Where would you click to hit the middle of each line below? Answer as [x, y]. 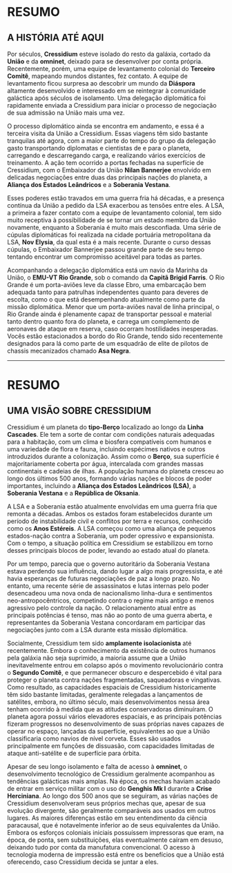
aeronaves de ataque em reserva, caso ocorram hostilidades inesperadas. [113, 329]
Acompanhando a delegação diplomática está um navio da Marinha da [108, 270]
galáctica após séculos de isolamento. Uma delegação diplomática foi [106, 98]
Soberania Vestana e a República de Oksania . [74, 493]
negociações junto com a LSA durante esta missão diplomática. [98, 630]
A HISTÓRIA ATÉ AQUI [56, 38]
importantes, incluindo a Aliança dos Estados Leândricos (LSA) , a [102, 486]
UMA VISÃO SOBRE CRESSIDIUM [79, 410]
